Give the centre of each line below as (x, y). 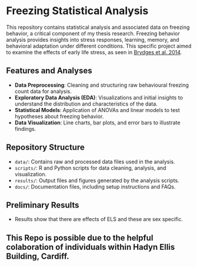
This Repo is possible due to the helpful (80, 238)
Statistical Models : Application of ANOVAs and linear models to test (97, 110)
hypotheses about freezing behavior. (59, 116)
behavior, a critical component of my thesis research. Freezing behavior (93, 33)
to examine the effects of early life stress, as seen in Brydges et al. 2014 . (94, 52)
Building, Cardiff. (38, 256)
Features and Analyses (49, 71)
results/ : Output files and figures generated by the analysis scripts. (97, 180)
